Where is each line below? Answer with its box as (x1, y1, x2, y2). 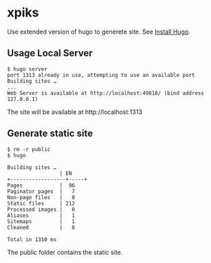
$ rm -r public (7, 146, 51, 152)
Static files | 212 (7, 200, 76, 207)
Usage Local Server (7, 47, 93, 59)
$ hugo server (7, 65, 48, 73)
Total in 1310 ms (7, 236, 57, 243)
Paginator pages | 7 (7, 187, 76, 195)
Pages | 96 (7, 182, 76, 189)
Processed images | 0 (7, 206, 76, 213)
